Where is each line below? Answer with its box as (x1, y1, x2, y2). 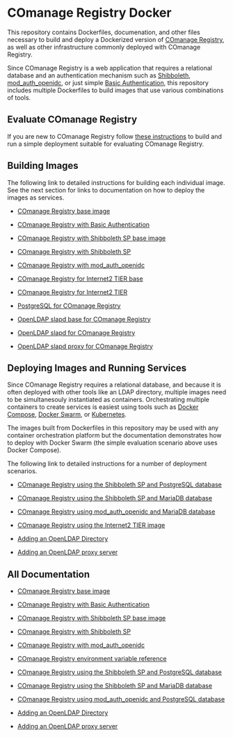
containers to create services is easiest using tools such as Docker (7, 403, 199, 411)
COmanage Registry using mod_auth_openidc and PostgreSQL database (17, 695, 225, 703)
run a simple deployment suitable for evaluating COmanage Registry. (7, 140, 204, 148)
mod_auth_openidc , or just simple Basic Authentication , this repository (7, 78, 209, 87)
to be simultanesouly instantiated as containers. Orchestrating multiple (7, 396, 210, 404)
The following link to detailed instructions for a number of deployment (7, 459, 207, 468)
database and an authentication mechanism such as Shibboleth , (7, 71, 191, 80)
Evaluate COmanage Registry (7, 114, 138, 126)
